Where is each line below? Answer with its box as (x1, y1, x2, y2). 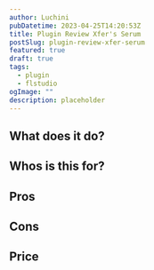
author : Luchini (9, 12, 69, 22)
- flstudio (17, 79, 58, 88)
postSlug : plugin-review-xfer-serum (9, 37, 145, 47)
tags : (9, 63, 29, 72)
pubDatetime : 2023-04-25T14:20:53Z (9, 21, 142, 30)
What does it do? (9, 128, 105, 143)
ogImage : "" (9, 87, 53, 96)
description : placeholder (9, 95, 105, 105)
